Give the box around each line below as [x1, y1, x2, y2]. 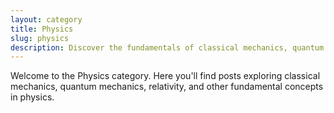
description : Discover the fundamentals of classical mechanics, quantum [10, 42, 325, 53]
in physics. [10, 91, 55, 103]
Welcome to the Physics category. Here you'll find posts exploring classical [10, 70, 321, 82]
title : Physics [10, 24, 74, 34]
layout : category [10, 14, 83, 25]
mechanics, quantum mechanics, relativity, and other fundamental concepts [10, 81, 324, 93]
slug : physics [10, 33, 70, 43]
